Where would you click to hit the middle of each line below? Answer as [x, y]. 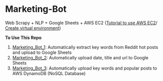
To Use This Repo [23, 38]
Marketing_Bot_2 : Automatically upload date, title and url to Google [80, 57]
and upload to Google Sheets [42, 52]
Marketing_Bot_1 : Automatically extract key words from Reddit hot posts [85, 47]
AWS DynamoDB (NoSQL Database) [49, 73]
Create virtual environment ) [33, 28]
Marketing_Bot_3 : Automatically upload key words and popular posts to [84, 68]
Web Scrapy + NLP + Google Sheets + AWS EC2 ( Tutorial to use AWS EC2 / [81, 23]
